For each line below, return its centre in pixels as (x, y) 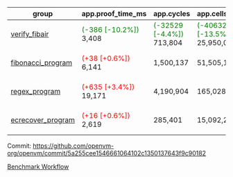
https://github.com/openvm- (74, 146)
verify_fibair (30, 34)
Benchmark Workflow (38, 167)
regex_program (36, 91)
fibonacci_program (42, 63)
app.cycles (172, 14)
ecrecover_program (43, 120)
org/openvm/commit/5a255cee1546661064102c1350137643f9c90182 (107, 153)
